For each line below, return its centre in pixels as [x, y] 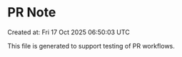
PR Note [32, 12]
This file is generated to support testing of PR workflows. [91, 46]
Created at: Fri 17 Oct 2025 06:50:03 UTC [69, 32]
